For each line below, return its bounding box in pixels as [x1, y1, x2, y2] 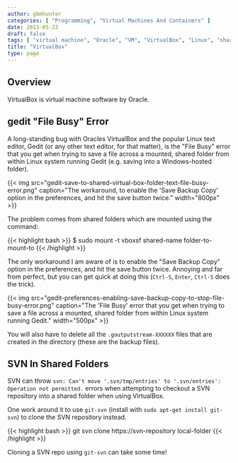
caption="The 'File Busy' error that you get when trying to [55, 301, 225, 309]
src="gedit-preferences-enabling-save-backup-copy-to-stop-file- [30, 294, 225, 302]
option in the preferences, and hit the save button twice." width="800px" [7, 193, 220, 202]
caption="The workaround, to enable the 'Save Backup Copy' [38, 186, 219, 194]
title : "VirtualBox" [7, 43, 69, 50]
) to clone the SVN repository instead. [16, 413, 127, 422]
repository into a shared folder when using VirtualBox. [7, 391, 165, 401]
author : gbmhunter [7, 10, 62, 18]
